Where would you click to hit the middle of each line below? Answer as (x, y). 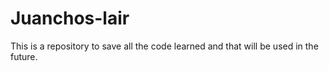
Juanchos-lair (70, 18)
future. (24, 56)
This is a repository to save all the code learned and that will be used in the (164, 46)
